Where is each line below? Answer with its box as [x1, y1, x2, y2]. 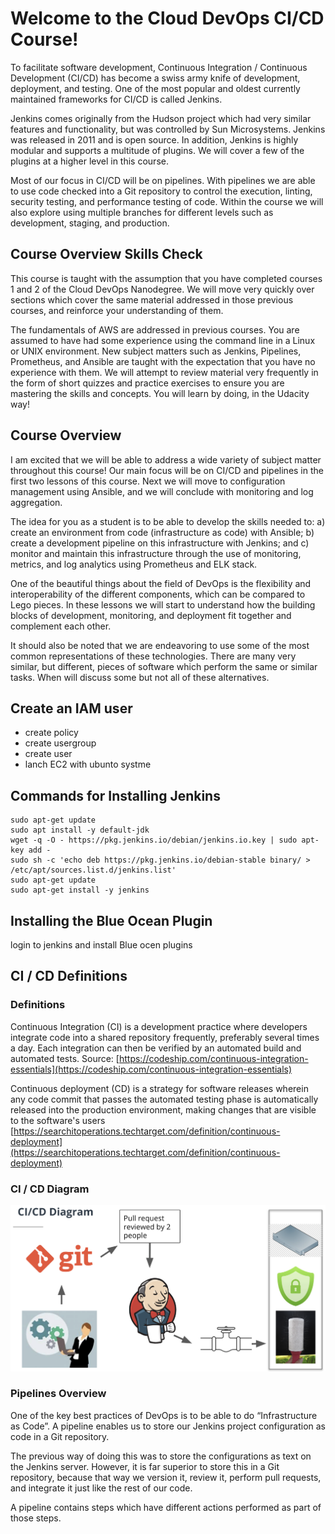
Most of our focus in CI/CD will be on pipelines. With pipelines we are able [10, 174, 316, 186]
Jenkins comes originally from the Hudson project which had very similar [10, 112, 312, 124]
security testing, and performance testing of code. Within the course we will [10, 195, 324, 207]
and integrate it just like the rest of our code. [10, 1482, 193, 1494]
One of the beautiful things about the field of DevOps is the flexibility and [10, 577, 312, 589]
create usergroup [24, 737, 97, 749]
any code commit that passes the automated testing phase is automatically [10, 1093, 319, 1105]
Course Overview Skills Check [10, 246, 203, 263]
